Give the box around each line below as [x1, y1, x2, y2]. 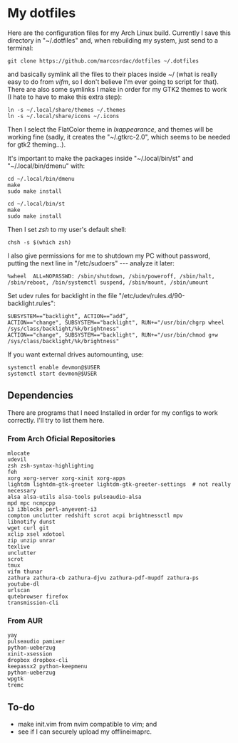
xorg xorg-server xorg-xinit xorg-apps [7, 475, 126, 482]
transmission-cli [7, 599, 59, 606]
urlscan [7, 587, 31, 594]
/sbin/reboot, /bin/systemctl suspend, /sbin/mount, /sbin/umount [7, 279, 209, 286]
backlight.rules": [7, 299, 56, 307]
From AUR [7, 616, 43, 626]
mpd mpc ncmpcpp [7, 500, 56, 507]
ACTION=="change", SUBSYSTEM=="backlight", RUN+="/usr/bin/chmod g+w [7, 331, 219, 339]
